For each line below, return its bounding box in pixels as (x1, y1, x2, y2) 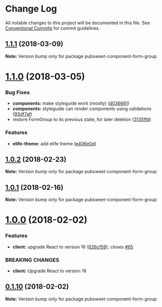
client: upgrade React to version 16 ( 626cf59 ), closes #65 (12, 243, 134, 250)
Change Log (5, 3, 57, 15)
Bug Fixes (5, 89, 30, 96)
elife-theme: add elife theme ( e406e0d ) (12, 140, 97, 146)
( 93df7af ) (12, 111, 33, 117)
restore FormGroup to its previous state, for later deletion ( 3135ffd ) (12, 117, 151, 123)
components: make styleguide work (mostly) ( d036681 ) (12, 100, 130, 107)
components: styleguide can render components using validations (12, 106, 152, 112)
